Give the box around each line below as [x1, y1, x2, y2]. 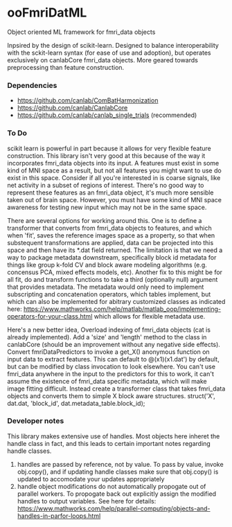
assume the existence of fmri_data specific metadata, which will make [7, 377, 207, 385]
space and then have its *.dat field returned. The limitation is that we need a [7, 246, 223, 254]
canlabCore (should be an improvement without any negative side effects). [7, 340, 220, 348]
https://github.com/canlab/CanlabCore [17, 104, 128, 112]
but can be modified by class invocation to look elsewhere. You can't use [7, 362, 216, 370]
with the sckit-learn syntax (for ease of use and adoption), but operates [7, 48, 211, 57]
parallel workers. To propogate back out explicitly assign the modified [17, 490, 217, 498]
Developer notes [7, 416, 64, 426]
